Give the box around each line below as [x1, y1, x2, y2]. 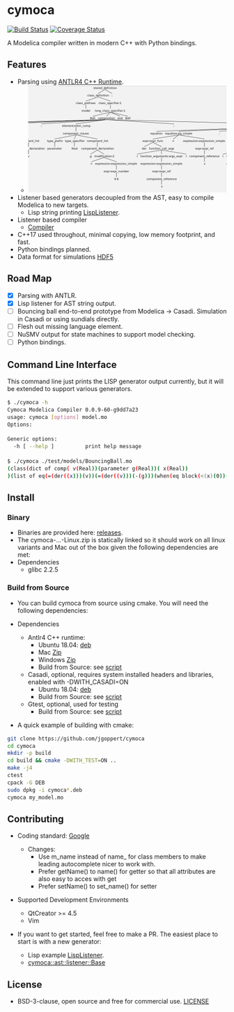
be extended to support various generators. [7, 385, 132, 393]
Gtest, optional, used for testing [27, 700, 118, 708]
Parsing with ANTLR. [17, 291, 77, 300]
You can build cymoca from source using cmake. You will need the [17, 599, 209, 607]
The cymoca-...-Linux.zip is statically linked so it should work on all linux [17, 536, 226, 544]
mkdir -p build [7, 750, 52, 757]
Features [7, 59, 47, 71]
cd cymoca [7, 742, 36, 749]
